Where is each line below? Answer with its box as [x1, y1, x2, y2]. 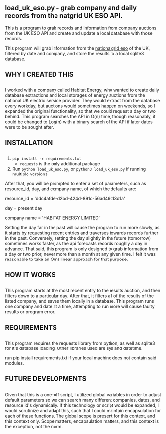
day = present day [5, 205, 43, 211]
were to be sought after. [5, 124, 54, 130]
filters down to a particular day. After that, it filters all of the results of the [5, 293, 154, 299]
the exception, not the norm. [5, 423, 63, 429]
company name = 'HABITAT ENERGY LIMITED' [5, 215, 100, 221]
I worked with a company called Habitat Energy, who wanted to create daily [5, 87, 160, 93]
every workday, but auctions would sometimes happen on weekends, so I [5, 103, 155, 109]
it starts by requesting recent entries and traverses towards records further [5, 230, 159, 236]
